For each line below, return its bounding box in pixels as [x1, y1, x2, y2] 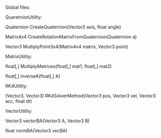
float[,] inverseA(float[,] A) [5, 73, 60, 79]
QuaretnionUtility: [5, 14, 42, 20]
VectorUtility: [5, 108, 33, 114]
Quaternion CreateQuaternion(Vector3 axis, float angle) [5, 24, 121, 30]
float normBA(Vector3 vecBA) [5, 128, 68, 133]
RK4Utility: [5, 83, 28, 89]
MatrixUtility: [5, 53, 32, 59]
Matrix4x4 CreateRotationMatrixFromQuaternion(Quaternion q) [5, 34, 137, 40]
